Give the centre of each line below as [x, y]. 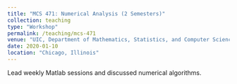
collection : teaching [39, 20]
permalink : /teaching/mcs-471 [52, 33]
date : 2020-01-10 [33, 46]
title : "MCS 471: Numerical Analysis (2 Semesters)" [86, 14]
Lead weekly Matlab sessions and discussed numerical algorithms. [105, 72]
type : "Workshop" [33, 27]
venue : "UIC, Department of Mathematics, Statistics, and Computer [109, 40]
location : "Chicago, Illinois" [53, 53]
